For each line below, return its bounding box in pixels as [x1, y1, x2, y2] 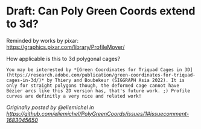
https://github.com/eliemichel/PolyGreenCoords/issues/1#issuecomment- [6, 110, 189, 117]
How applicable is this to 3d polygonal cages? [6, 55, 121, 62]
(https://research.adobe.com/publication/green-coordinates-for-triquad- [6, 72, 196, 78]
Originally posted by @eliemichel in [6, 104, 94, 111]
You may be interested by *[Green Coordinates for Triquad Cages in [6, 66, 182, 73]
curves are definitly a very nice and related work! [6, 93, 142, 99]
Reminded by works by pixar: [6, 37, 79, 44]
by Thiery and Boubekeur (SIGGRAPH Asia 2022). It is [46, 77, 185, 83]
